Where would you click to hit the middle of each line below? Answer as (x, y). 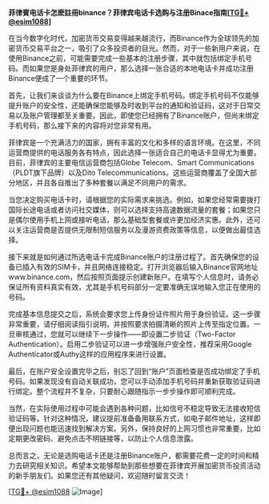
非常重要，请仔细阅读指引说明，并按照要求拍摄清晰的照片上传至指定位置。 (131, 324)
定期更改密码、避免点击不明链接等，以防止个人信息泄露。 (103, 438)
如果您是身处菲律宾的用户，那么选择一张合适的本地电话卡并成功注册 (141, 68)
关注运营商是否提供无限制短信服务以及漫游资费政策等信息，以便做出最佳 (134, 230)
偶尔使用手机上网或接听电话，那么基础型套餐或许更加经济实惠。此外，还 (134, 219)
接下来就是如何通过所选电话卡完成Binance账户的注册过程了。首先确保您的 (130, 257)
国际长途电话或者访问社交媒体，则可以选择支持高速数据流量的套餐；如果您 (131, 209)
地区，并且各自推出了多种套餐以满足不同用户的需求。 (102, 183)
